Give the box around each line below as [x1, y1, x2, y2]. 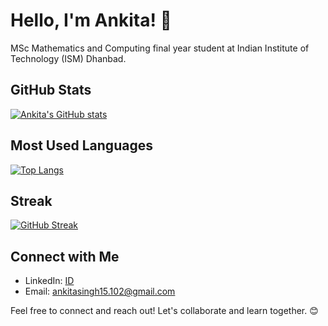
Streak [10, 192, 53, 209]
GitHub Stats [10, 82, 92, 99]
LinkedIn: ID [24, 275, 75, 287]
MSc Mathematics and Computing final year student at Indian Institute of [10, 42, 310, 54]
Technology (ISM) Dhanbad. [10, 52, 127, 64]
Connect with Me [10, 248, 120, 265]
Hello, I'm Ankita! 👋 [10, 9, 172, 32]
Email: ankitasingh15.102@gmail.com [24, 285, 176, 298]
